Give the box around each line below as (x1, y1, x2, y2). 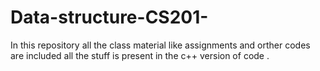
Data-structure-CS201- (10, 6, 209, 29)
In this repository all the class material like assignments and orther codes (10, 39, 311, 51)
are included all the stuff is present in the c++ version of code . (10, 49, 270, 61)
